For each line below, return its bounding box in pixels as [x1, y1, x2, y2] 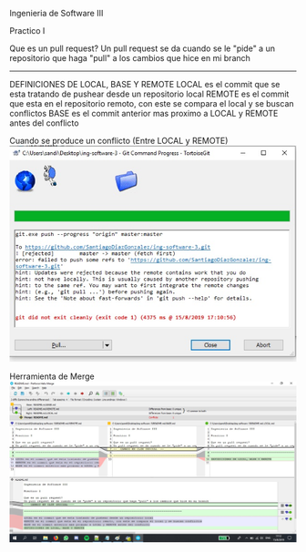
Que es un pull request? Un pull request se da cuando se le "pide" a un [9, 43, 276, 54]
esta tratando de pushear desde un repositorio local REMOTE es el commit [9, 88, 290, 99]
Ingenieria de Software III [9, 8, 104, 18]
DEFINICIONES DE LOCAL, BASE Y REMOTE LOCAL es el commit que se [9, 79, 280, 89]
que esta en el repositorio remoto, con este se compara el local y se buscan [9, 98, 294, 108]
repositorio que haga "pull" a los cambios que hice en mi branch [9, 53, 250, 63]
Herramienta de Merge [9, 371, 95, 382]
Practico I [9, 26, 46, 36]
